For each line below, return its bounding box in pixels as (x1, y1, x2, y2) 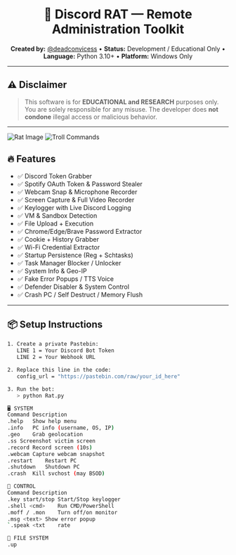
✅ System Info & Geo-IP (17, 266, 87, 275)
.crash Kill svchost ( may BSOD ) (7, 470, 105, 477)
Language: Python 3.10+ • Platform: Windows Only (43, 52, 193, 60)
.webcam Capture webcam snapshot (7, 450, 105, 457)
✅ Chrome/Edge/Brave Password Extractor (17, 227, 143, 235)
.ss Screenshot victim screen (7, 437, 96, 445)
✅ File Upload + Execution (17, 219, 94, 228)
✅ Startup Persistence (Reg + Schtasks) (17, 251, 133, 259)
